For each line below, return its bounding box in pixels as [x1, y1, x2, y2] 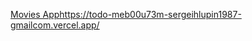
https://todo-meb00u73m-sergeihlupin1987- [59, 9, 242, 20]
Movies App [10, 9, 60, 20]
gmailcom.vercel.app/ [10, 19, 100, 31]
